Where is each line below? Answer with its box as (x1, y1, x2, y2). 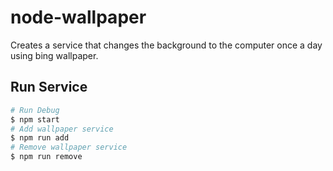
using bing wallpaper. (10, 49, 99, 61)
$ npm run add (10, 133, 70, 143)
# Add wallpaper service (10, 124, 114, 134)
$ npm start (10, 114, 60, 125)
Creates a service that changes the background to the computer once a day (10, 39, 323, 51)
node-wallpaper (10, 6, 147, 29)
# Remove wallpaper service (10, 142, 128, 153)
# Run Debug (10, 105, 60, 115)
